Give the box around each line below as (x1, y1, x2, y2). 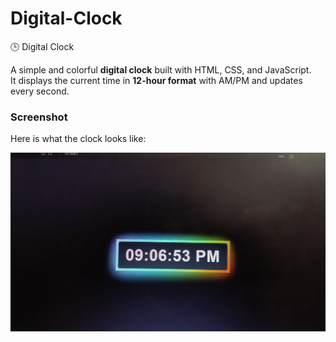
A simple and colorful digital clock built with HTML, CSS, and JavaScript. (10, 63, 312, 76)
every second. (10, 85, 70, 97)
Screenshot (10, 110, 68, 124)
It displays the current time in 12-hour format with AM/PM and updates (10, 74, 303, 86)
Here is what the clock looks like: (10, 133, 147, 145)
